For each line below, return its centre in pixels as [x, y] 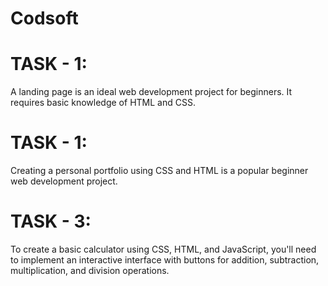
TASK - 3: [51, 221]
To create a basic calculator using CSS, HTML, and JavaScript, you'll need [163, 249]
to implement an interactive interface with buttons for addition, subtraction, [165, 260]
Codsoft [44, 18]
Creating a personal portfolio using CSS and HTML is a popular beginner [159, 171]
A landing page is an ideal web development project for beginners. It [151, 92]
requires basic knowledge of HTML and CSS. [103, 103]
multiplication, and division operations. [90, 270]
